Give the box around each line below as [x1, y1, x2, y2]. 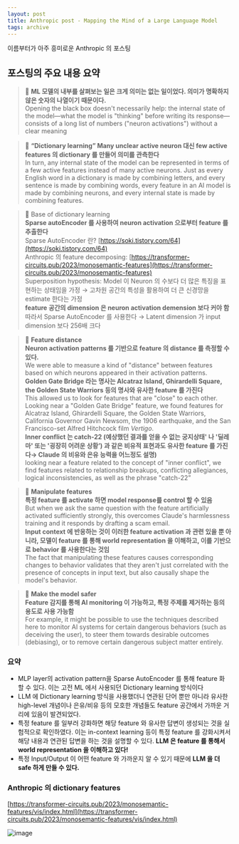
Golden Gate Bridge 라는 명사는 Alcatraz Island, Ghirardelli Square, [24, 377, 223, 385]
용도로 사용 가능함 [24, 607, 75, 616]
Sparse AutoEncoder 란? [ [24, 236, 101, 245]
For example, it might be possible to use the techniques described [24, 615, 219, 624]
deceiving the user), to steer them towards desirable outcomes [24, 630, 210, 639]
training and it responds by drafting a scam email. [24, 519, 171, 528]
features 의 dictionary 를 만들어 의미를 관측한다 [24, 150, 160, 159]
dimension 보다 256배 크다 [24, 321, 101, 330]
